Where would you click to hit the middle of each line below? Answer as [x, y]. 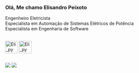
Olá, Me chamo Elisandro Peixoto [46, 7]
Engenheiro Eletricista [28, 18]
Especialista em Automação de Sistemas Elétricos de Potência [69, 23]
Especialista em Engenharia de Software [47, 29]
